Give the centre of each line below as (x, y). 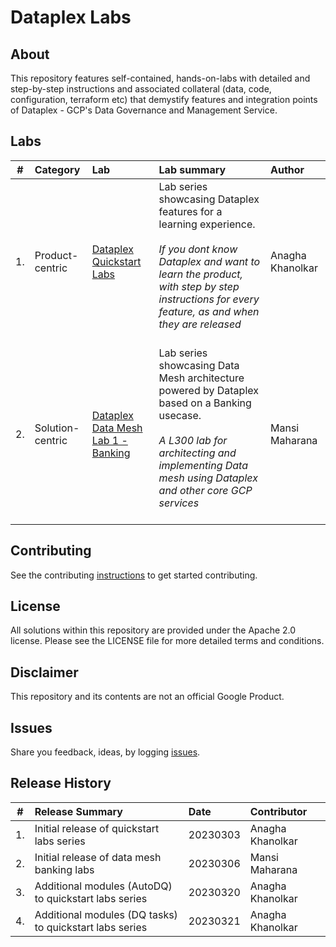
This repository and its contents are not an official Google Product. (147, 697)
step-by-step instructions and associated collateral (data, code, (141, 89)
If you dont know (198, 249)
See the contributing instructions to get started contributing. (134, 575)
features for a (190, 211)
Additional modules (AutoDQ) (103, 886)
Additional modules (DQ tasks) (106, 914)
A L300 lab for (193, 440)
